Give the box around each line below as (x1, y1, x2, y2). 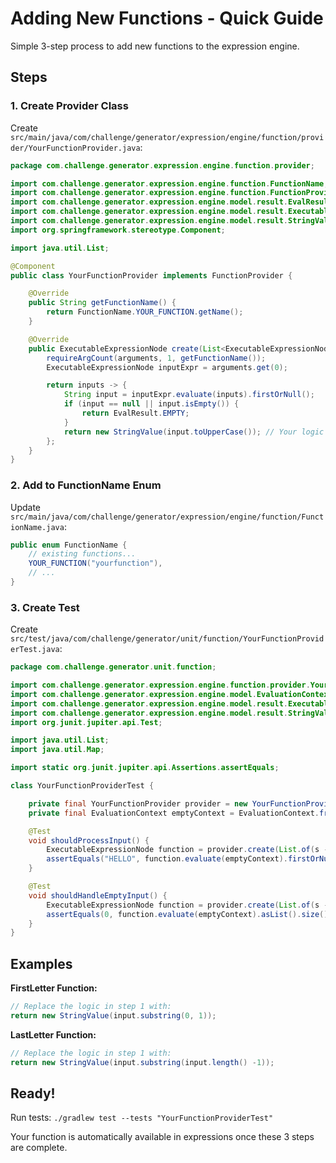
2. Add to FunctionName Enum (10, 478, 162, 492)
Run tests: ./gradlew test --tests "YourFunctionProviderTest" (10, 1112, 274, 1124)
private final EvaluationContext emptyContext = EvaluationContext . (28, 808, 320, 818)
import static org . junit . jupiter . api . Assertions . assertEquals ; (10, 763, 280, 773)
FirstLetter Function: (10, 982, 98, 994)
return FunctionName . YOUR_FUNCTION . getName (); (46, 307, 244, 317)
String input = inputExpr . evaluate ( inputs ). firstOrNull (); (63, 390, 315, 400)
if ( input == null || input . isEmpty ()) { (63, 399, 240, 409)
